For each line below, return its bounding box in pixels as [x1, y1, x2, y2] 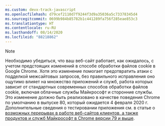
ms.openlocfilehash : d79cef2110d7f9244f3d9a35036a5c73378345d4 [5, 12, 138, 17]
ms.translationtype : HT [5, 21, 54, 26]
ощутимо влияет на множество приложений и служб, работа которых [5, 78, 153, 84]
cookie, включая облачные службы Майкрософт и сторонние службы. [5, 89, 154, 95]
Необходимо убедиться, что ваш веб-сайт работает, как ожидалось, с [5, 58, 154, 63]
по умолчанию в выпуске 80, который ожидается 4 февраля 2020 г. [5, 99, 149, 105]
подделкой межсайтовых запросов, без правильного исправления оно [5, 73, 155, 79]
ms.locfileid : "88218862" [5, 35, 58, 40]
